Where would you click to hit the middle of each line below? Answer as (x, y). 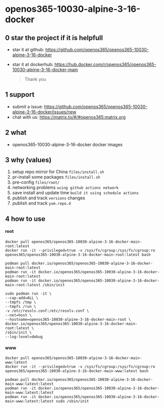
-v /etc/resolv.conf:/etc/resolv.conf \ (47, 311)
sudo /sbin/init (73, 401)
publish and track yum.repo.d (42, 203)
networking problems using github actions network (66, 187)
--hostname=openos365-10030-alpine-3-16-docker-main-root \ (68, 320)
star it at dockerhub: (33, 64)
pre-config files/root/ (36, 182)
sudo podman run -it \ (28, 294)
